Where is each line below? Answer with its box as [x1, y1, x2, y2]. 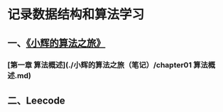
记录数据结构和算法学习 [7, 6, 145, 23]
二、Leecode [7, 94, 65, 106]
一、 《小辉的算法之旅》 [7, 37, 106, 49]
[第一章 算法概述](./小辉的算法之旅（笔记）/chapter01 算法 [7, 60, 208, 69]
